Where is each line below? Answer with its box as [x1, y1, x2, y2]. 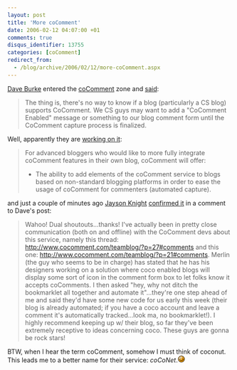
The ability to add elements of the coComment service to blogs [35, 169, 221, 178]
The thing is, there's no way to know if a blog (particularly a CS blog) [24, 98, 226, 107]
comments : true [7, 34, 53, 41]
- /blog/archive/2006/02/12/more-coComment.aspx [14, 64, 161, 71]
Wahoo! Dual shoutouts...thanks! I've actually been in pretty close [24, 220, 217, 228]
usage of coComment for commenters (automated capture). [35, 185, 211, 194]
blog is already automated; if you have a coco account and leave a [24, 303, 220, 312]
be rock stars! [24, 333, 66, 342]
